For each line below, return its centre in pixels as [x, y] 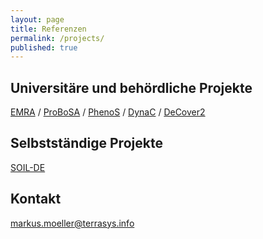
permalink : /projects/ [57, 38]
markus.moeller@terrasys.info [72, 223]
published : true [44, 47]
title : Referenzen [48, 29]
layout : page [37, 19]
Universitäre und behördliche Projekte [131, 87]
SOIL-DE [28, 167]
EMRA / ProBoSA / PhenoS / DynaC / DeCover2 [108, 112]
